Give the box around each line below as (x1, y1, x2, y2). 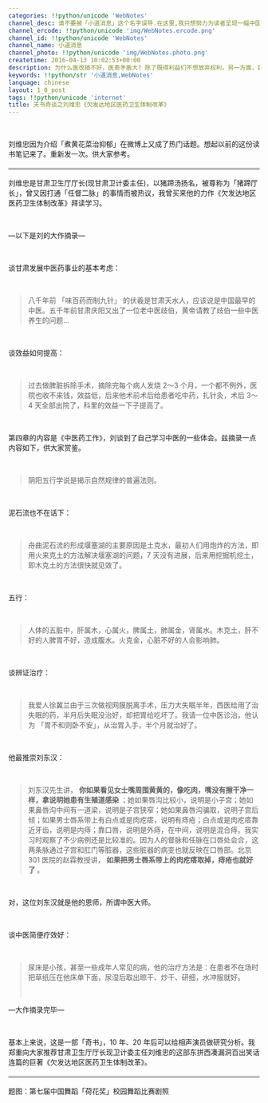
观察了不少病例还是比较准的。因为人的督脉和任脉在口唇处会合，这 (41, 835, 259, 845)
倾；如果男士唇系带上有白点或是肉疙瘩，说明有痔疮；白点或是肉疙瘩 (27, 815, 252, 825)
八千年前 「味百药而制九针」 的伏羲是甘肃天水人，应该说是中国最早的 (27, 296, 256, 305)
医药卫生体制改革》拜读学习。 (8, 198, 106, 208)
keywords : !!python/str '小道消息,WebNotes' (8, 71, 154, 79)
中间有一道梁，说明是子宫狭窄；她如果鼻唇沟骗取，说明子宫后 (55, 805, 259, 815)
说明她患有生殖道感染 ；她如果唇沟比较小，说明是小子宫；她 (49, 795, 247, 805)
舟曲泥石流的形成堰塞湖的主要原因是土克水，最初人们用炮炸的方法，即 (27, 540, 259, 550)
